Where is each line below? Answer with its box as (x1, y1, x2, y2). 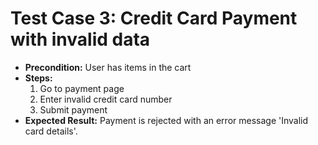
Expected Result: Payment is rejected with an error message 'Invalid (24, 114, 309, 126)
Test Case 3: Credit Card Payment (10, 7, 298, 30)
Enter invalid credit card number (39, 93, 173, 105)
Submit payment (39, 103, 108, 116)
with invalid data (10, 28, 151, 51)
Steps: (24, 72, 53, 84)
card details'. (24, 125, 78, 137)
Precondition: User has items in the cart (24, 61, 192, 73)
